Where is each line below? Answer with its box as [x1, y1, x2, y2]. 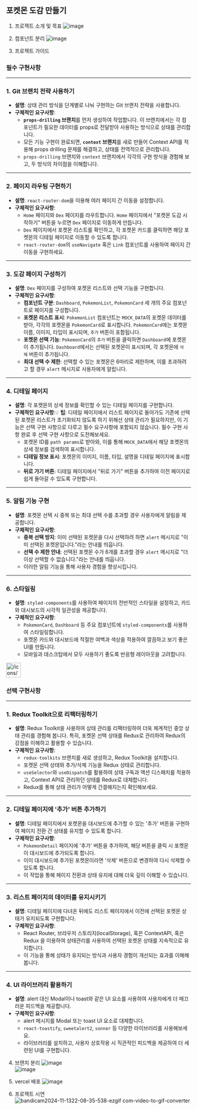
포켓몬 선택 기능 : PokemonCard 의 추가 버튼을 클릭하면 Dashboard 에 [23, 336, 171, 343]
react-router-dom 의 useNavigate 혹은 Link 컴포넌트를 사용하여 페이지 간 [23, 241, 191, 248]
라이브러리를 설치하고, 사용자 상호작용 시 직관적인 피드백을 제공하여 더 [23, 1039, 184, 1046]
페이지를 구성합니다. [34, 307, 80, 313]
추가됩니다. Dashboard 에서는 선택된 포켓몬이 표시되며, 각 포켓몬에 [29, 343, 179, 350]
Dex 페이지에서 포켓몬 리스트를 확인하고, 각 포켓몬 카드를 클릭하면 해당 [23, 226, 184, 233]
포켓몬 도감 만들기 [6, 5, 67, 16]
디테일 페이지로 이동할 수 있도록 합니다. [39, 233, 128, 240]
